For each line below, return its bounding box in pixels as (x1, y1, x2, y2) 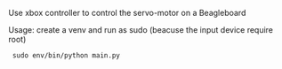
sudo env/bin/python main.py (12, 51, 121, 60)
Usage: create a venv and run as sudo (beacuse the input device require (8, 25, 273, 34)
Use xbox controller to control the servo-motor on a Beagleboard (8, 8, 246, 18)
